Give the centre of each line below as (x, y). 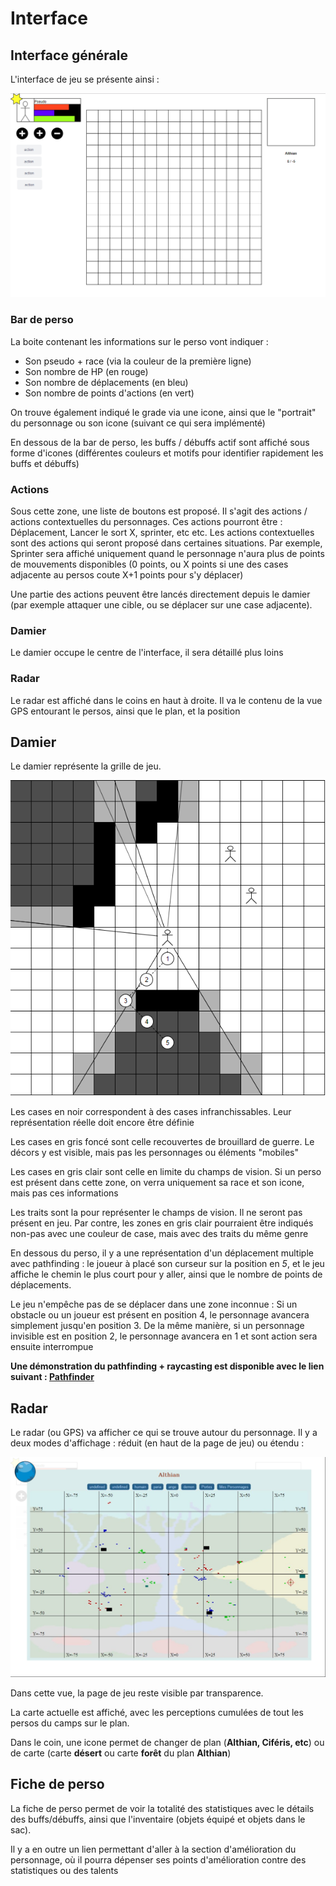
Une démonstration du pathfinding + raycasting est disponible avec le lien (167, 1366)
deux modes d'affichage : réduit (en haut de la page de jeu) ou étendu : (157, 1443)
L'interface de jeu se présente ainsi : (85, 79)
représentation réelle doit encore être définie (102, 1123)
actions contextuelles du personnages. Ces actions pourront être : (146, 521)
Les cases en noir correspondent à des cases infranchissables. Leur (151, 1112)
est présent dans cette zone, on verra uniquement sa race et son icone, (157, 1183)
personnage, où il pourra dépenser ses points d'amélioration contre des (158, 1859)
